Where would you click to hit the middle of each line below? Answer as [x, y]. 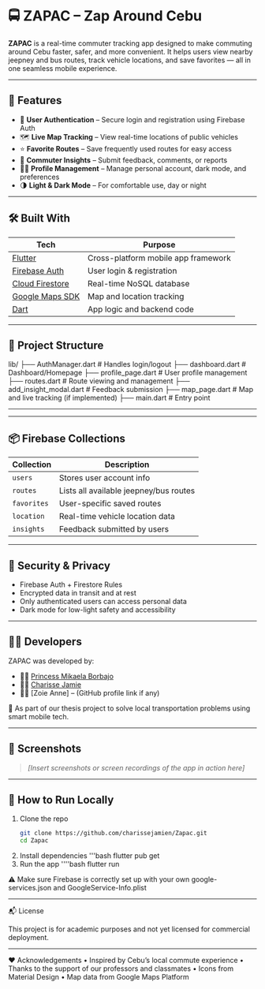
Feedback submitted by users [114, 529]
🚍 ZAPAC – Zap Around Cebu [105, 16]
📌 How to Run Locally [61, 800]
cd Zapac [34, 841]
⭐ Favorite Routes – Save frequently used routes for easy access [126, 148]
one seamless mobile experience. [63, 68]
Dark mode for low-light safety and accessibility [97, 610]
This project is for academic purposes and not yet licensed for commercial [129, 929]
